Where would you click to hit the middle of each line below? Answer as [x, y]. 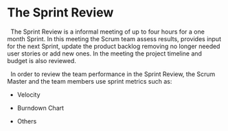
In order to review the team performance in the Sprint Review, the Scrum [113, 74]
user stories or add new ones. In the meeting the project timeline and [105, 53]
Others [27, 121]
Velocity [28, 95]
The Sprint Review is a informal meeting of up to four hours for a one [107, 32]
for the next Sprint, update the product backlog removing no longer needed [114, 46]
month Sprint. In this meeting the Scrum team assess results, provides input [114, 38]
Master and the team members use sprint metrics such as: [90, 81]
